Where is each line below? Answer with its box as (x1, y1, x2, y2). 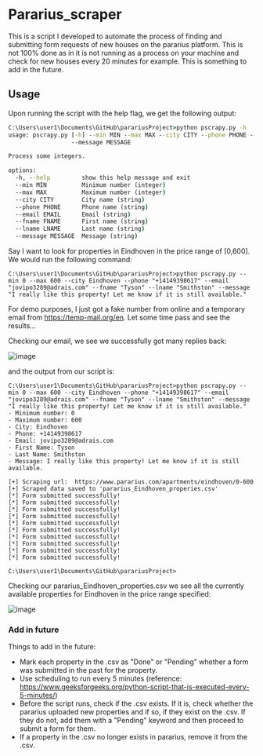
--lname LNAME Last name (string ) (15, 225, 146, 233)
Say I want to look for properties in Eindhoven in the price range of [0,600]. (8, 247, 250, 256)
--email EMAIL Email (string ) (15, 210, 131, 218)
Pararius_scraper (8, 5, 123, 24)
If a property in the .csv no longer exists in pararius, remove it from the (19, 732, 248, 742)
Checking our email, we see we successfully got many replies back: (8, 336, 227, 345)
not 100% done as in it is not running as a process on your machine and (8, 48, 240, 57)
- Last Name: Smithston (8, 451, 86, 458)
